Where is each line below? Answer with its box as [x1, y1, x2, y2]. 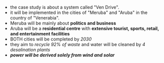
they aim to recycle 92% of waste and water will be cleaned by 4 [10, 41, 146, 47]
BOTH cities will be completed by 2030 [10, 36, 92, 42]
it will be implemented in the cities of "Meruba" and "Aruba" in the [10, 9, 148, 15]
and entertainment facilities [10, 31, 70, 36]
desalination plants [10, 47, 51, 52]
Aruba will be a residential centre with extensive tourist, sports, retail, [10, 25, 159, 31]
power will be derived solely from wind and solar [10, 52, 115, 58]
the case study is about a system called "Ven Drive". [10, 4, 119, 10]
